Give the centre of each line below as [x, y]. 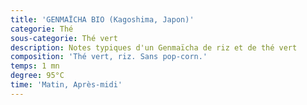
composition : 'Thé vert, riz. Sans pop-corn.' [109, 57]
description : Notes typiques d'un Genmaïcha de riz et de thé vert [154, 47]
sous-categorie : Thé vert [64, 38]
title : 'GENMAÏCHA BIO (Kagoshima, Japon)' [102, 19]
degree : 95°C [37, 76]
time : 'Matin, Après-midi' [66, 85]
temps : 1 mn [35, 66]
